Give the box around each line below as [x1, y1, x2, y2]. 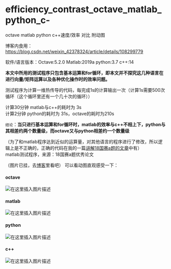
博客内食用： [5, 42, 32, 49]
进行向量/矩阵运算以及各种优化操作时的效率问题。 [5, 76, 110, 82]
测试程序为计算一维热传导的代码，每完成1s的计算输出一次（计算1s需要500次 [5, 87, 165, 93]
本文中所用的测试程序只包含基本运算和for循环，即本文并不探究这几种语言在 [5, 70, 164, 76]
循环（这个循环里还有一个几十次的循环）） [5, 93, 93, 99]
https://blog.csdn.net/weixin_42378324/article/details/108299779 [5, 48, 144, 55]
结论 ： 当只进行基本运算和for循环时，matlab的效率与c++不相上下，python [5, 121, 161, 127]
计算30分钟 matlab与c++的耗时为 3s [5, 104, 82, 110]
